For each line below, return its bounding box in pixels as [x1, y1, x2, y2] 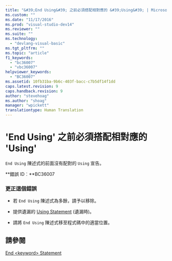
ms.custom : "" [5, 12, 36, 17]
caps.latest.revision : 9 [5, 84, 58, 89]
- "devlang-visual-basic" [10, 41, 66, 46]
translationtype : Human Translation [5, 108, 83, 113]
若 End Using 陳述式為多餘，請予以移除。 [12, 198, 99, 204]
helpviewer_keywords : [5, 70, 52, 75]
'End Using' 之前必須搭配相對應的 [5, 131, 147, 143]
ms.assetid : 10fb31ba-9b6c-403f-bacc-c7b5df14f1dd [5, 79, 116, 84]
